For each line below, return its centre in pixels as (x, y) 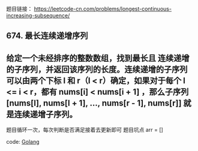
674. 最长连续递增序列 (47, 36)
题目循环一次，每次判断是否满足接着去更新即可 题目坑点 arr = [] (85, 130)
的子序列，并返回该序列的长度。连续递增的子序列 (97, 69)
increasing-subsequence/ (38, 16)
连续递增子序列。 (46, 114)
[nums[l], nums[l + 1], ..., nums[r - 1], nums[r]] (94, 103)
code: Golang (23, 142)
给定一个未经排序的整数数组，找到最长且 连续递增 (98, 58)
